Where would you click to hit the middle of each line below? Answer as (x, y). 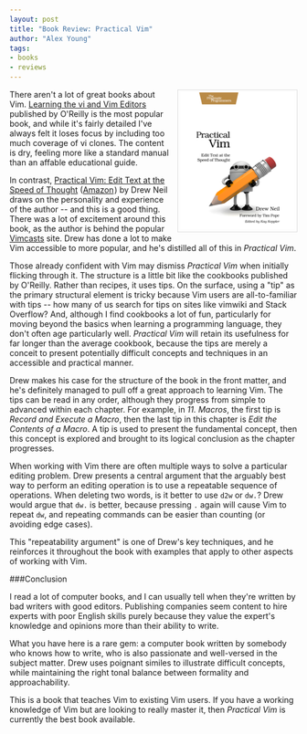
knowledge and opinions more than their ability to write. (114, 626)
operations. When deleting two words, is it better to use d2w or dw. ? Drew (147, 495)
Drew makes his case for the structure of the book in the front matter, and (148, 380)
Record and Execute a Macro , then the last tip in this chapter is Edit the (143, 419)
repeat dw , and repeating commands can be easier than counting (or (138, 514)
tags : (20, 48)
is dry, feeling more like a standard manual (89, 152)
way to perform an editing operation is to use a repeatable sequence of (143, 485)
